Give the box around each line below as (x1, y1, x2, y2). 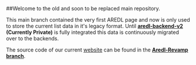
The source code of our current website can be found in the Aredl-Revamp (6, 46, 189, 53)
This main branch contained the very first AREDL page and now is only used (6, 16, 191, 23)
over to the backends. (6, 35, 59, 42)
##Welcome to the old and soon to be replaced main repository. (6, 5, 160, 12)
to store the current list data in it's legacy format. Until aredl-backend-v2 (6, 23, 184, 29)
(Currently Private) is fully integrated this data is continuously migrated (6, 29, 179, 36)
